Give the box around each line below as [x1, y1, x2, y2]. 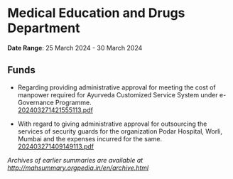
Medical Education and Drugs [7, 5, 185, 21]
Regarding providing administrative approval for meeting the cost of [17, 83, 216, 92]
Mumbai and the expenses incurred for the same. [17, 134, 163, 143]
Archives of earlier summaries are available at [7, 156, 143, 164]
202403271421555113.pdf [17, 105, 94, 114]
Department [7, 20, 80, 36]
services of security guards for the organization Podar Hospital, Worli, [17, 126, 222, 136]
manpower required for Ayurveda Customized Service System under [17, 90, 218, 99]
